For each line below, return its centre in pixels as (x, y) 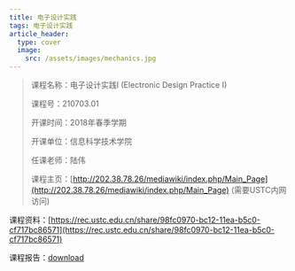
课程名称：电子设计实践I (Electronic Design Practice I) (129, 85)
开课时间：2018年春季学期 (78, 122)
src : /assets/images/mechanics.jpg (91, 58)
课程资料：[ (30, 220)
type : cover (39, 42)
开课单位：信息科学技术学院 (82, 141)
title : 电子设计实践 (43, 17)
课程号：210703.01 (65, 104)
